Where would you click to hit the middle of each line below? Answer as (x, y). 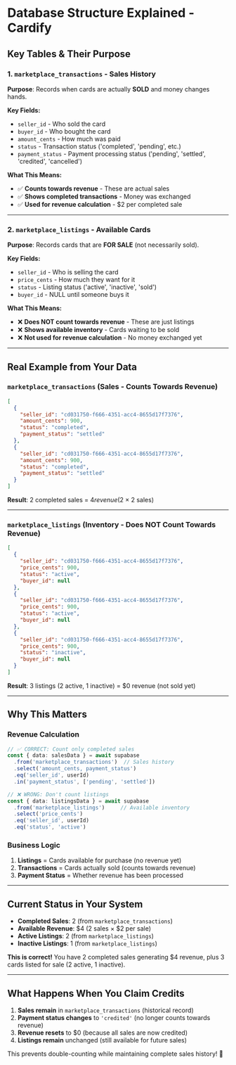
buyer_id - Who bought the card (64, 131)
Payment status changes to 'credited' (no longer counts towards (114, 1018)
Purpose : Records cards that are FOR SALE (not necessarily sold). (103, 245)
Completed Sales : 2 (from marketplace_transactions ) (95, 921)
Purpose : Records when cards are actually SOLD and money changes (109, 89)
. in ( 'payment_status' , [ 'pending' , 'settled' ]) (85, 782)
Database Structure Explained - (101, 13)
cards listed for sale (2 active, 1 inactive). (66, 964)
